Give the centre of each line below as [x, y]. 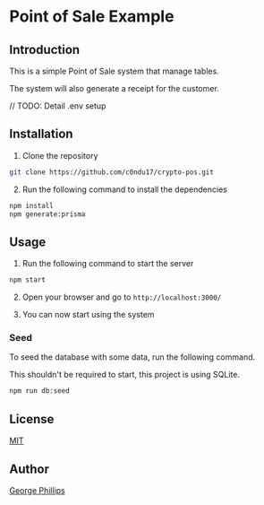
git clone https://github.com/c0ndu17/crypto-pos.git [112, 172]
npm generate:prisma [48, 214]
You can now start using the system [88, 315]
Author [29, 469]
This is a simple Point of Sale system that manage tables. [114, 71]
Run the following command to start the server [108, 264]
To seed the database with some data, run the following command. [132, 357]
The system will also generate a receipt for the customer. [114, 88]
